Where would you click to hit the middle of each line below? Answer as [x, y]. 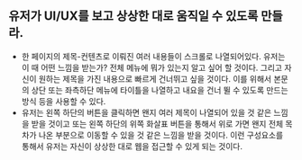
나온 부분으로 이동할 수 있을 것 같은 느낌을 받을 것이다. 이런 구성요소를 [161, 135]
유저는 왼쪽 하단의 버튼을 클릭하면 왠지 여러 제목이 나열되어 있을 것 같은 [146, 112]
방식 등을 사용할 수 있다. [64, 101]
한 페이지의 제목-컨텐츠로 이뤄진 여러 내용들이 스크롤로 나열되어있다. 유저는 [153, 56]
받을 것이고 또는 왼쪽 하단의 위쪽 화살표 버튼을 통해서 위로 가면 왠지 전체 [157, 123]
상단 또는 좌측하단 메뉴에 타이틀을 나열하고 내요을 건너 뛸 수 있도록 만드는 [160, 90]
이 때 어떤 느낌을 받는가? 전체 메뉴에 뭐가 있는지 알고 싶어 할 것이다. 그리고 [152, 67]
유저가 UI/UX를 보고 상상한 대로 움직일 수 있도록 [133, 16]
